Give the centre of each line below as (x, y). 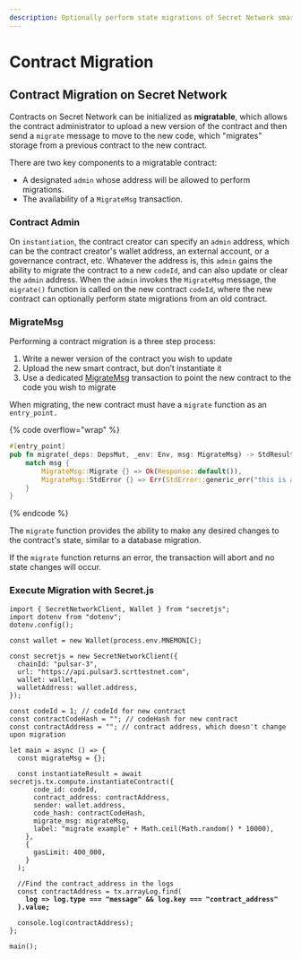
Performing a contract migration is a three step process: (113, 341)
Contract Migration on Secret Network (118, 95)
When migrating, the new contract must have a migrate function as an (138, 405)
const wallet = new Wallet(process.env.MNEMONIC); (106, 640)
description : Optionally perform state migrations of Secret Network (142, 17)
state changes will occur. (55, 567)
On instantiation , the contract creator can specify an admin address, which (149, 241)
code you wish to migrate (69, 387)
